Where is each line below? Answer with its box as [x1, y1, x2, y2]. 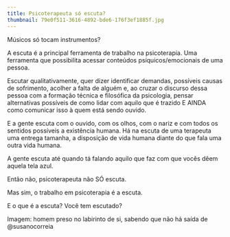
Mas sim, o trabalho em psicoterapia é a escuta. [7, 188, 143, 196]
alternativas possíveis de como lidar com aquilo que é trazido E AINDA [7, 98, 207, 106]
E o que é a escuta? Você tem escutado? [7, 201, 122, 210]
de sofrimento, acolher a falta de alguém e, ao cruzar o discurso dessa [7, 84, 208, 92]
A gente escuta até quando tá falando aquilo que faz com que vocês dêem [7, 154, 218, 162]
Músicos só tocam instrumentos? [7, 35, 101, 43]
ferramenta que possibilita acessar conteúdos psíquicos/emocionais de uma [7, 56, 223, 64]
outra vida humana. [7, 141, 62, 149]
